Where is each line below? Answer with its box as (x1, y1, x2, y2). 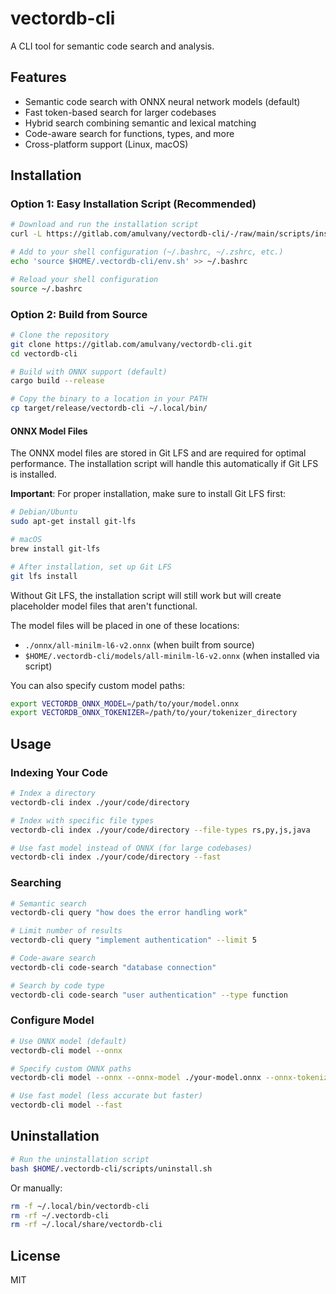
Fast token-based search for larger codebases (24, 106, 217, 118)
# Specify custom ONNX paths (10, 1063, 132, 1074)
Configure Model (10, 1013, 95, 1027)
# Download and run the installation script (10, 220, 199, 230)
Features (10, 69, 67, 86)
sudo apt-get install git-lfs (10, 517, 137, 527)
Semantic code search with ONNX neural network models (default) (24, 95, 301, 107)
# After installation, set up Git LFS (10, 562, 172, 572)
